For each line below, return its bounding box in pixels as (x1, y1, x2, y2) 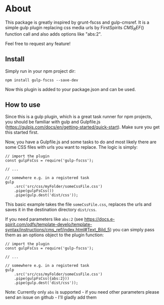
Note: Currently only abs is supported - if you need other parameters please (5, 289, 160, 295)
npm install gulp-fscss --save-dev (5, 78, 79, 83)
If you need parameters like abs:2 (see (5, 216, 83, 222)
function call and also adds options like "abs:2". (5, 31, 102, 37)
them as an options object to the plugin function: (5, 232, 104, 238)
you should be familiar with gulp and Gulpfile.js (5, 119, 101, 125)
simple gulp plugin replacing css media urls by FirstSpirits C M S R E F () (5, 24, 144, 32)
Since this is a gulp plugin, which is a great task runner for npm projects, (5, 114, 153, 120)
